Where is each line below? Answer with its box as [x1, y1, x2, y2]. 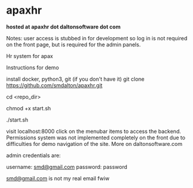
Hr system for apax [6, 52, 54, 59]
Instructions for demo [6, 63, 60, 71]
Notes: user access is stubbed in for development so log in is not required [6, 34, 188, 42]
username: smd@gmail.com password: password [6, 163, 127, 170]
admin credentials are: [6, 152, 61, 159]
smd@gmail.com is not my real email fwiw [6, 174, 110, 181]
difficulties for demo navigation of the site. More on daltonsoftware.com [6, 140, 183, 147]
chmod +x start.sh [6, 104, 51, 111]
